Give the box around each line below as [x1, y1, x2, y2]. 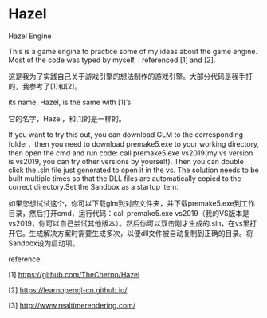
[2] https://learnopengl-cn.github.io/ [8, 285, 128, 295]
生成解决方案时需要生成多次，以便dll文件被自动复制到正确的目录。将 [29, 228, 253, 238]
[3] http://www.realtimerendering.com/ [8, 300, 136, 310]
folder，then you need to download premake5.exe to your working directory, [8, 139, 260, 148]
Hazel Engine [8, 31, 52, 41]
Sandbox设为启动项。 [8, 238, 80, 248]
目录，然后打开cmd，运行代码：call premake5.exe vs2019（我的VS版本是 [8, 208, 249, 218]
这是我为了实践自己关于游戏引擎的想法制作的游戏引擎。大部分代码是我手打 [8, 71, 253, 80]
